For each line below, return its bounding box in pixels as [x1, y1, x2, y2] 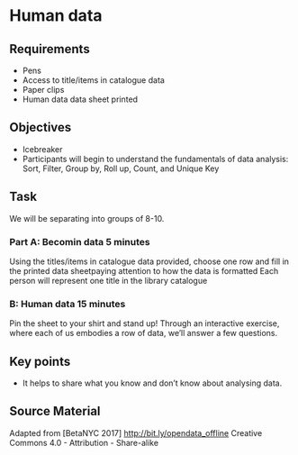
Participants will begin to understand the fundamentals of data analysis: [22, 153, 289, 164]
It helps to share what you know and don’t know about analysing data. [22, 378, 283, 388]
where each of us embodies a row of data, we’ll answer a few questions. [9, 328, 277, 339]
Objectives [9, 120, 72, 135]
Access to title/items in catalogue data [22, 75, 165, 86]
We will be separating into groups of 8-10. [9, 213, 165, 223]
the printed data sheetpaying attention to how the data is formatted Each [9, 265, 279, 276]
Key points [9, 353, 71, 369]
